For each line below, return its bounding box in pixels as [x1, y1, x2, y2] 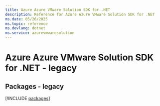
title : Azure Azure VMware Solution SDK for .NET [5, 7, 111, 12]
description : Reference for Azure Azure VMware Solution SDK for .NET [5, 12, 155, 17]
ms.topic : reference [5, 21, 48, 26]
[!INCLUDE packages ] [5, 96, 50, 101]
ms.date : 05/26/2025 [5, 16, 48, 21]
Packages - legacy [5, 82, 64, 91]
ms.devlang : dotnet [5, 26, 46, 31]
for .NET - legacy [5, 63, 77, 74]
